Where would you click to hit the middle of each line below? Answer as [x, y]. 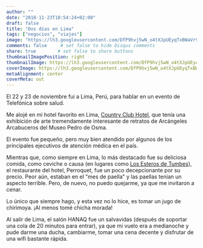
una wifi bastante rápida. [37, 239]
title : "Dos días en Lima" [40, 29]
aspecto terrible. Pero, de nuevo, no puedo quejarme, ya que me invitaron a [100, 183]
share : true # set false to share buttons [70, 51]
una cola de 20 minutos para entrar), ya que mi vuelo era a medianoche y [98, 226]
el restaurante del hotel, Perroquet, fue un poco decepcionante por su [93, 171]
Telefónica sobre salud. [35, 103]
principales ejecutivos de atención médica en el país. [72, 146]
